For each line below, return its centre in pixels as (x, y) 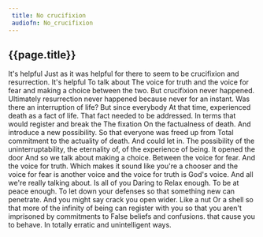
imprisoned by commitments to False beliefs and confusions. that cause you (132, 216)
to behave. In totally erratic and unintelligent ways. (90, 225)
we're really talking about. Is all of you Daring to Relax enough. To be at (124, 183)
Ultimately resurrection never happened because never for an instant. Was (129, 99)
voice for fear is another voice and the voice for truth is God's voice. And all (131, 175)
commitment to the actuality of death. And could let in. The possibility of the (131, 141)
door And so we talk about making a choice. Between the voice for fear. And (132, 158)
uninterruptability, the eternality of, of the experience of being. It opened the (132, 149)
